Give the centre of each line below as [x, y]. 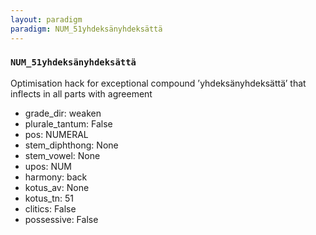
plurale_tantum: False [68, 123]
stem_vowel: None [62, 155]
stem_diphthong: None [71, 145]
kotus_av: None [57, 187]
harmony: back [56, 177]
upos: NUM [48, 166]
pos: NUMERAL [56, 134]
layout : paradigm [46, 19]
